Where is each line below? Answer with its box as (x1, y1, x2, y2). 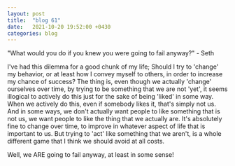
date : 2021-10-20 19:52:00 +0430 (7, 23, 111, 30)
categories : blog (7, 29, 58, 37)
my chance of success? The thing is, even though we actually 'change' (7, 78, 212, 86)
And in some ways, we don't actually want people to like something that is (7, 107, 220, 116)
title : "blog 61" (7, 17, 61, 24)
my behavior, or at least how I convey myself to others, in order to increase (7, 70, 223, 78)
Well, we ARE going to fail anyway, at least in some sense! (7, 151, 174, 159)
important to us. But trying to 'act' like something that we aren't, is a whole (7, 130, 222, 138)
